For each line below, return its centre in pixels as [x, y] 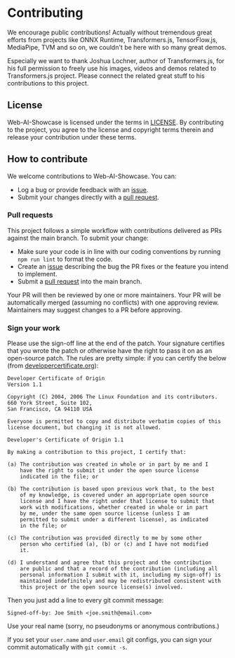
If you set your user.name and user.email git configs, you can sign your [110, 640]
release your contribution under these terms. [72, 137]
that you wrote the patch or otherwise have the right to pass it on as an [110, 351]
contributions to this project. [48, 83]
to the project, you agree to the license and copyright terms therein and [110, 129]
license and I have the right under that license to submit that [117, 502]
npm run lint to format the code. [65, 259]
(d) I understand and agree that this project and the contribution [109, 563]
